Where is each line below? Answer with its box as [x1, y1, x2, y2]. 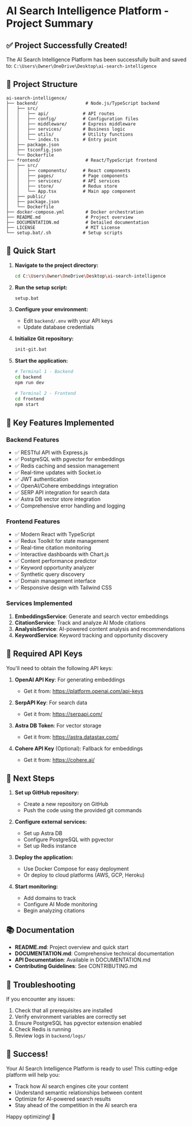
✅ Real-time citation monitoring [14, 544, 92, 551]
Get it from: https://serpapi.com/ [23, 710, 103, 718]
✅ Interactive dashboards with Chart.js [14, 551, 109, 558]
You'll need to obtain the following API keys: [6, 664, 113, 671]
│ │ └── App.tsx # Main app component [6, 188, 136, 194]
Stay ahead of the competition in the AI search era [14, 1101, 138, 1108]
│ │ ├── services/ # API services [6, 178, 120, 184]
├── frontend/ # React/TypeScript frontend [6, 157, 158, 163]
